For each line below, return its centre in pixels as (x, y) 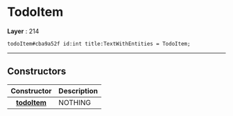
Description (78, 90)
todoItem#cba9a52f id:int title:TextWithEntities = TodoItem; (99, 43)
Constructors (37, 71)
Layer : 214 (23, 31)
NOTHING (75, 102)
